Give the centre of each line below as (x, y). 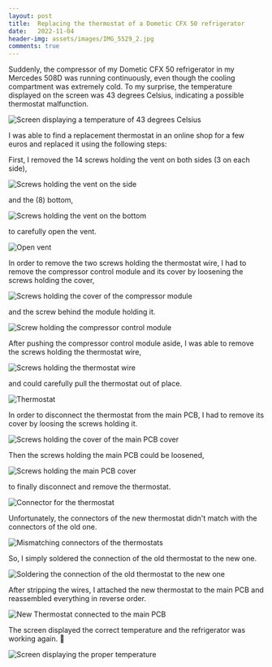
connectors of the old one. (53, 527)
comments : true (34, 46)
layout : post (30, 16)
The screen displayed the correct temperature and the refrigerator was (127, 630)
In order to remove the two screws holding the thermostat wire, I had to (127, 263)
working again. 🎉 (37, 639)
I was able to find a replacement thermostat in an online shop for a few (127, 136)
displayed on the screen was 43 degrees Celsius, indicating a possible (126, 95)
